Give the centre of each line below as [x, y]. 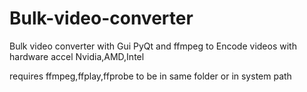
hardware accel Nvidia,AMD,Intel [77, 56]
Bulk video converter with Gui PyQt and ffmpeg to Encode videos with [153, 46]
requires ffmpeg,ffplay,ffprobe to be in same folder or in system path [150, 76]
